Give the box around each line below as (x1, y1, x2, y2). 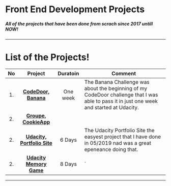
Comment (111, 70, 136, 77)
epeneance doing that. (84, 146, 138, 153)
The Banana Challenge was (84, 79, 150, 86)
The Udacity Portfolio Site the (84, 127, 155, 134)
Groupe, (26, 112, 46, 119)
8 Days (60, 161, 77, 168)
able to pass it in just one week (84, 98, 158, 105)
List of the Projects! (5, 52, 90, 63)
